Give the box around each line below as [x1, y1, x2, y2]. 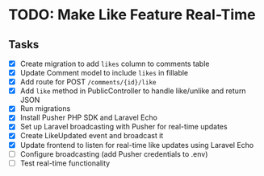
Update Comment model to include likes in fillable [19, 68, 189, 78]
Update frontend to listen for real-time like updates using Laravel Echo [19, 140, 254, 149]
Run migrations [19, 104, 71, 113]
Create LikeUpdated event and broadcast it [19, 131, 164, 141]
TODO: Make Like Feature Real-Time [8, 6, 256, 24]
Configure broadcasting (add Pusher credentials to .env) [19, 149, 208, 158]
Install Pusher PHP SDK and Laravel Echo [19, 113, 157, 122]
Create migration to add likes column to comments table [19, 59, 210, 68]
